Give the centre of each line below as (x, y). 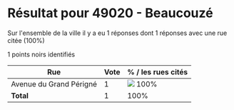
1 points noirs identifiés (41, 54)
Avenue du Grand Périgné (54, 84)
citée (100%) (26, 40)
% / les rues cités (158, 71)
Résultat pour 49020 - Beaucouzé (110, 13)
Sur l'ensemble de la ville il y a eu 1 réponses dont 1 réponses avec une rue (117, 33)
